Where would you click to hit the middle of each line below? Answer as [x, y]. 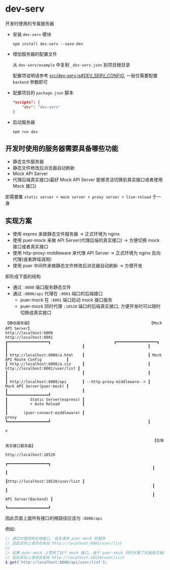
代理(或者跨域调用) [32, 259]
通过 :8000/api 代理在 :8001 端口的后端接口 [57, 294]
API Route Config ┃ [37, 360]
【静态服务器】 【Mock [84, 323]
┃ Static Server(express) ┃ [45, 400]
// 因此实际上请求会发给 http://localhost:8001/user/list [64, 544]
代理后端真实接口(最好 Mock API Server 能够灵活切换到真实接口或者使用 [88, 180]
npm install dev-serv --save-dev [48, 44]
